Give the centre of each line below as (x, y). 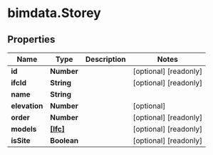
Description (105, 59)
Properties (31, 39)
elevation (27, 106)
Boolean (64, 140)
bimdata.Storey (54, 13)
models (24, 129)
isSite (21, 140)
